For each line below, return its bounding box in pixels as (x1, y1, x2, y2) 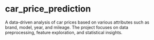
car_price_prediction (5, 3, 91, 14)
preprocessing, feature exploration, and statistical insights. (5, 29, 122, 35)
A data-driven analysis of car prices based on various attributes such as (5, 19, 150, 25)
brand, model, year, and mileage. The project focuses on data (5, 24, 129, 30)
